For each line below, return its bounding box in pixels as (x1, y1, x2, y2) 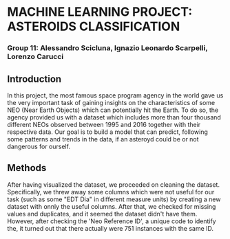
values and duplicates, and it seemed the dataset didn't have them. (7, 209, 198, 218)
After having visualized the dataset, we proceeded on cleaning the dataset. (7, 180, 220, 189)
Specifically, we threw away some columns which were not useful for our (7, 187, 215, 196)
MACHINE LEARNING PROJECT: (7, 4, 193, 20)
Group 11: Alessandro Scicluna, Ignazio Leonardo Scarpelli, (7, 43, 208, 53)
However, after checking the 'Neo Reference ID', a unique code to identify (7, 217, 216, 225)
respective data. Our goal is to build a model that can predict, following (7, 128, 209, 136)
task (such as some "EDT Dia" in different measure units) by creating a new (7, 195, 221, 203)
